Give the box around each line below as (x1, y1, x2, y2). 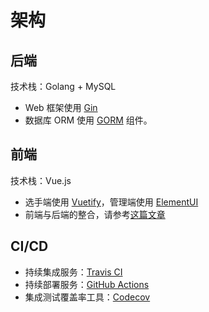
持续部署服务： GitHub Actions (24, 278, 150, 290)
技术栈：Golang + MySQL (10, 81, 117, 92)
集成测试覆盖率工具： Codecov (24, 291, 151, 303)
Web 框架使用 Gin (24, 102, 98, 113)
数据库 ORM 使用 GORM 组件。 (24, 114, 153, 126)
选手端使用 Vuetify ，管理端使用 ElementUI (24, 196, 199, 208)
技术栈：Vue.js (10, 174, 72, 186)
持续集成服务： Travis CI (24, 266, 123, 278)
